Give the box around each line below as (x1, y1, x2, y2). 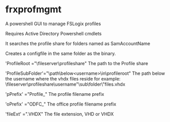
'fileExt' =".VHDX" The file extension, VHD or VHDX (5, 111, 114, 117)
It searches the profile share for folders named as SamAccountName (5, 40, 151, 47)
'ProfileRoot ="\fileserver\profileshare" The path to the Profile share (5, 60, 148, 66)
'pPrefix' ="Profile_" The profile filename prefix (5, 91, 104, 97)
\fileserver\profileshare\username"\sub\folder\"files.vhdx (5, 81, 125, 87)
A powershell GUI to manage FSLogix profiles (5, 21, 101, 27)
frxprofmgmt (5, 4, 61, 15)
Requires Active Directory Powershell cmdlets (5, 30, 102, 36)
